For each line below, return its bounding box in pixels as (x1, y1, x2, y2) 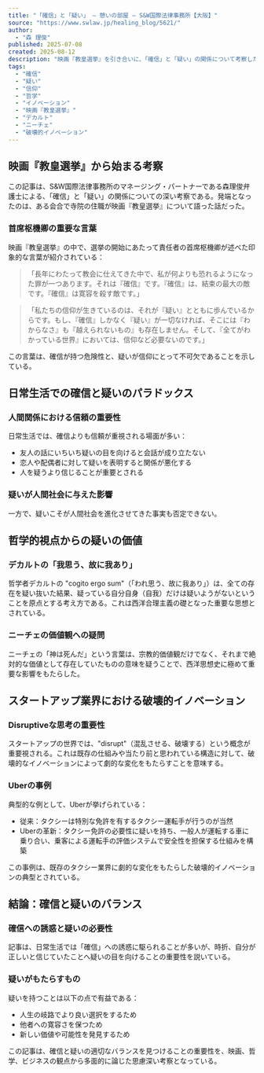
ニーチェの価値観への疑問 (8, 630, 105, 641)
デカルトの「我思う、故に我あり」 (8, 560, 137, 571)
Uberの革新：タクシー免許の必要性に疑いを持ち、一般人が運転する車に (19, 826, 250, 836)
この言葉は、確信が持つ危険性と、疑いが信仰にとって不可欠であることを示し (8, 351, 255, 361)
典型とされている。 (21, 872, 84, 881)
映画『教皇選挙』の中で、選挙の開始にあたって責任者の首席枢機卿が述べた (8, 242, 249, 252)
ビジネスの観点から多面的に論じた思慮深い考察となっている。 (21, 1056, 222, 1065)
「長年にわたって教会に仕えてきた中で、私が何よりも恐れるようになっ (27, 269, 254, 278)
